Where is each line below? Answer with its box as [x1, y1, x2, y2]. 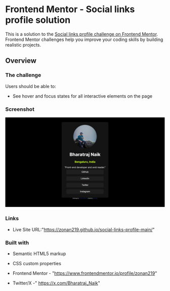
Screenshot [5, 105, 34, 112]
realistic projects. [5, 41, 41, 48]
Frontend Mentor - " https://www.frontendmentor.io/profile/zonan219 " [12, 270, 157, 276]
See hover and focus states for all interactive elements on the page [12, 93, 153, 99]
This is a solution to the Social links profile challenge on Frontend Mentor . [5, 31, 158, 37]
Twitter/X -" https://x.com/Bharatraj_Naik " [12, 280, 100, 286]
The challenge [5, 72, 41, 79]
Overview [5, 57, 37, 65]
